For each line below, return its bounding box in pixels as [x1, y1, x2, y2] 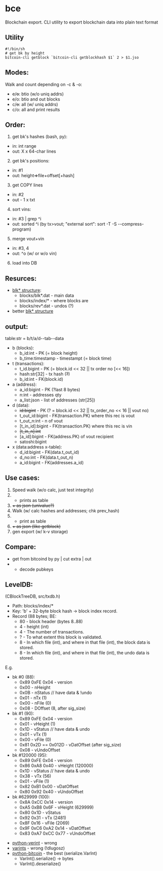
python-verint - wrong [12, 840, 57, 846]
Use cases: [5, 474, 40, 482]
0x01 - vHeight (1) [19, 721, 56, 727]
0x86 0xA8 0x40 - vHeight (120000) [19, 763, 93, 768]
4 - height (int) [19, 624, 49, 630]
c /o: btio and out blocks [12, 96, 60, 102]
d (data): [12, 402, 30, 408]
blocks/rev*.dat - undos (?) [19, 303, 74, 309]
